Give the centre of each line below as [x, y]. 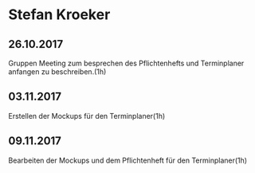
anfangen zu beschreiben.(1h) [57, 72]
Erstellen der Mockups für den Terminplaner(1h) [87, 116]
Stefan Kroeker [59, 15]
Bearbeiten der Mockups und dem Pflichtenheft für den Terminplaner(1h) [128, 160]
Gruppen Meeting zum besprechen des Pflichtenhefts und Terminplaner [126, 63]
